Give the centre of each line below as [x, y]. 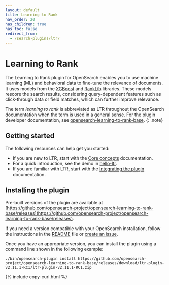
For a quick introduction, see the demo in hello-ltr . [65, 163]
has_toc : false [21, 29]
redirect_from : [21, 34]
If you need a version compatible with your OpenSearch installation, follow [83, 229]
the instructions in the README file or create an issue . [62, 234]
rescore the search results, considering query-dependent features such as [83, 94]
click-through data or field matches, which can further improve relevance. [82, 99]
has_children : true [26, 24]
